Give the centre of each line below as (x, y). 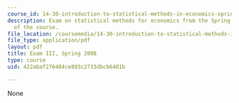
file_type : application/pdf (49, 40)
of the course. (36, 27)
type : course (27, 60)
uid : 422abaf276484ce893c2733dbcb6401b (67, 67)
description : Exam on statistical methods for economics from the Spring (119, 21)
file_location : (30, 34)
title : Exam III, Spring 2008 (52, 54)
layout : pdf (25, 47)
